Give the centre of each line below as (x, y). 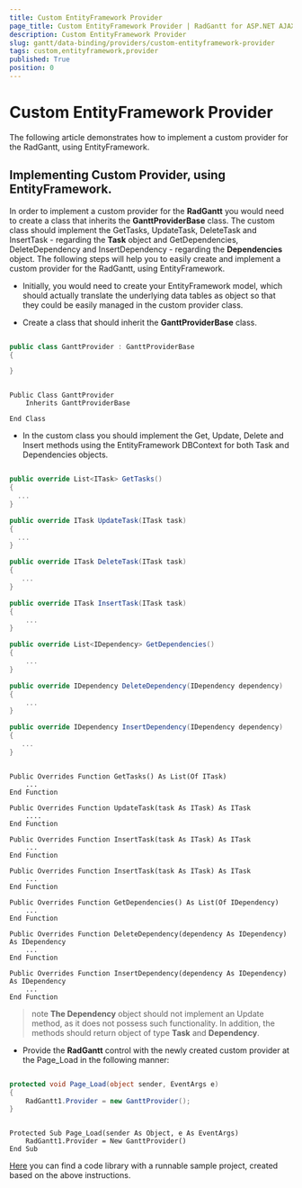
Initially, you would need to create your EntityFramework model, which (152, 285)
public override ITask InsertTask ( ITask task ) (98, 603)
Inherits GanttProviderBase (78, 403)
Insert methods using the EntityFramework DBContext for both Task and (155, 445)
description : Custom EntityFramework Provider (98, 34)
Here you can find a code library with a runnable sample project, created (144, 1165)
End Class (28, 419)
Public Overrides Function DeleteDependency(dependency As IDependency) (148, 934)
